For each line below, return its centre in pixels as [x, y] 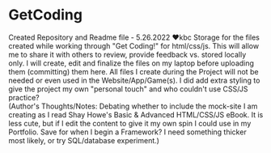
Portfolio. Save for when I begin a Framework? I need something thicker [127, 132]
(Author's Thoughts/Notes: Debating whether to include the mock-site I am [133, 106]
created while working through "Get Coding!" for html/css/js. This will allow [134, 45]
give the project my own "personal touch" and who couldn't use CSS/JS [128, 89]
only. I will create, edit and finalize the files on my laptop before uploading [131, 63]
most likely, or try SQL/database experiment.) [84, 140]
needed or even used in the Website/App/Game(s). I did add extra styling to [134, 80]
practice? [24, 97]
